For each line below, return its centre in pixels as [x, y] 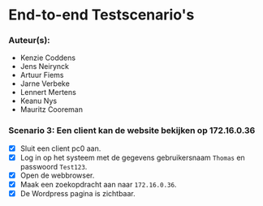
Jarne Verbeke [45, 84]
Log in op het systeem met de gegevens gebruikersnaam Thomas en [132, 157]
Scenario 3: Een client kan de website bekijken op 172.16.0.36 [132, 131]
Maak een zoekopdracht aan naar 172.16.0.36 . [98, 184]
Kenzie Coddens [47, 58]
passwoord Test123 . [54, 166]
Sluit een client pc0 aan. [60, 148]
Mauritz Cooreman [52, 109]
